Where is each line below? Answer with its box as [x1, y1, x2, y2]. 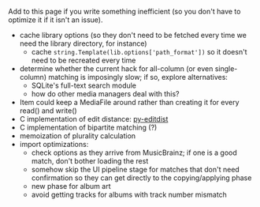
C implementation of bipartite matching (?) [19, 122, 158, 132]
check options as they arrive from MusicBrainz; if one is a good [31, 148, 238, 157]
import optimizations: [19, 140, 89, 149]
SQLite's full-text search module [31, 81, 136, 90]
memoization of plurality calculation [19, 131, 136, 141]
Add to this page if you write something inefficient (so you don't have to [8, 7, 241, 16]
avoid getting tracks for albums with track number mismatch [31, 190, 227, 199]
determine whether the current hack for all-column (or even [19, 64, 214, 73]
